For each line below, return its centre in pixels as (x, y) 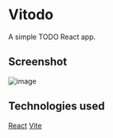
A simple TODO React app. (52, 37)
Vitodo (31, 15)
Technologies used (56, 106)
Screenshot (38, 62)
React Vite (25, 125)
